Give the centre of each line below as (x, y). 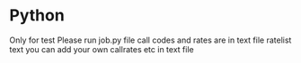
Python (37, 16)
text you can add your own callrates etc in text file (102, 49)
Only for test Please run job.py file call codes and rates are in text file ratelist (150, 40)
